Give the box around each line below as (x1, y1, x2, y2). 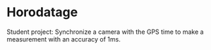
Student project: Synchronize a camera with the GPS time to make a (6, 27, 204, 36)
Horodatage (6, 4, 78, 20)
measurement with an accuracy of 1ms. (6, 35, 121, 43)
